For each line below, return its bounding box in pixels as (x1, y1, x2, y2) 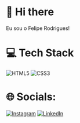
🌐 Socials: (6, 90, 56, 104)
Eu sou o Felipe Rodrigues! (6, 25, 70, 32)
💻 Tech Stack (6, 46, 74, 60)
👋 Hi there (6, 5, 54, 19)
